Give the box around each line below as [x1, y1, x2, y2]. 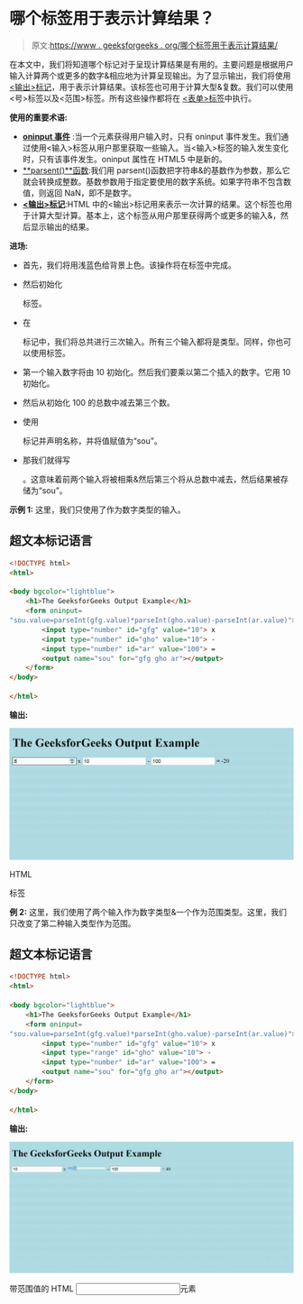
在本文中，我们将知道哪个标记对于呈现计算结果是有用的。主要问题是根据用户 [9, 59, 294, 69]
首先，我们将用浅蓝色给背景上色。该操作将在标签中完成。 [22, 259, 236, 271]
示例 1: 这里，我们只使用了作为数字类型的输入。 [9, 504, 186, 515]
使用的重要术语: [9, 112, 68, 123]
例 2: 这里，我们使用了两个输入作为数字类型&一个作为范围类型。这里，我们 [9, 906, 287, 917]
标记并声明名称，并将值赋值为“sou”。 [22, 435, 162, 446]
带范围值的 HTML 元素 [9, 1283, 197, 1294]
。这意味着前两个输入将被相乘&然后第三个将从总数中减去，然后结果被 [22, 473, 281, 484]
